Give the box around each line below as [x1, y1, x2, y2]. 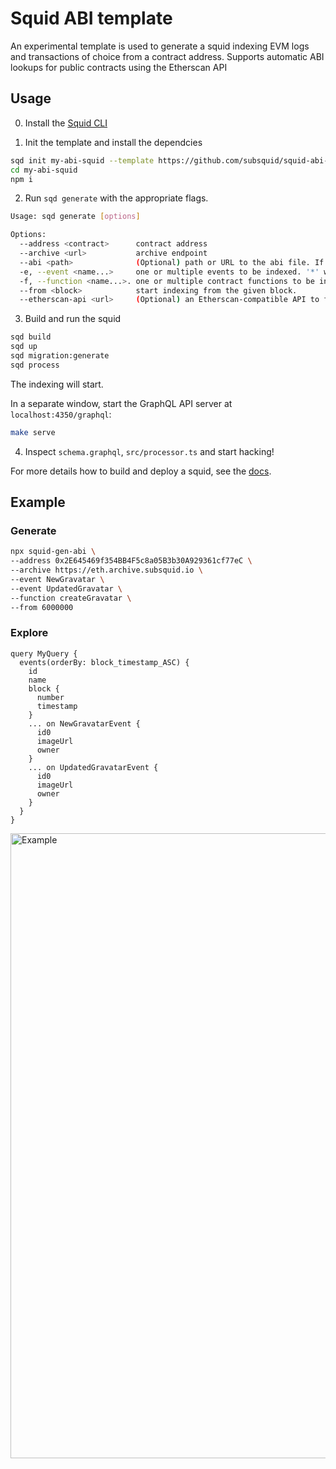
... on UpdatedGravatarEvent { [28, 762, 159, 772]
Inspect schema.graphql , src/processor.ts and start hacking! [24, 445, 275, 457]
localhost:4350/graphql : [10, 408, 112, 420]
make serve [10, 427, 56, 437]
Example [10, 494, 66, 511]
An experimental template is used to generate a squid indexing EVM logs [10, 40, 310, 52]
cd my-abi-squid [10, 165, 78, 175]
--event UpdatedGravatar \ [10, 583, 123, 594]
